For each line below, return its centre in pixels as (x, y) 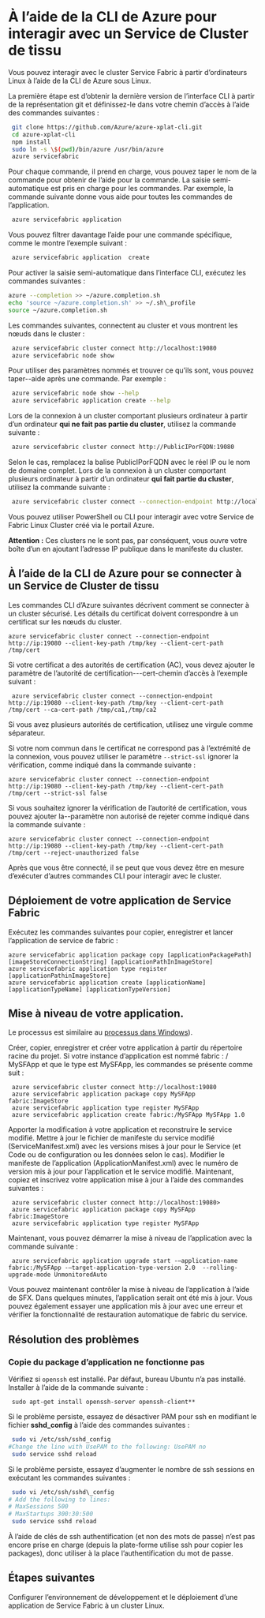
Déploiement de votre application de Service (120, 901)
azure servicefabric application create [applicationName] (107, 983)
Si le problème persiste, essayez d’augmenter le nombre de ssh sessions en (131, 1469)
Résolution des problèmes (74, 1339)
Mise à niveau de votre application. (96, 1013)
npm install (31, 142)
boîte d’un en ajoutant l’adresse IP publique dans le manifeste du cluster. (126, 549)
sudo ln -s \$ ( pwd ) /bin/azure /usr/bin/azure (88, 149)
